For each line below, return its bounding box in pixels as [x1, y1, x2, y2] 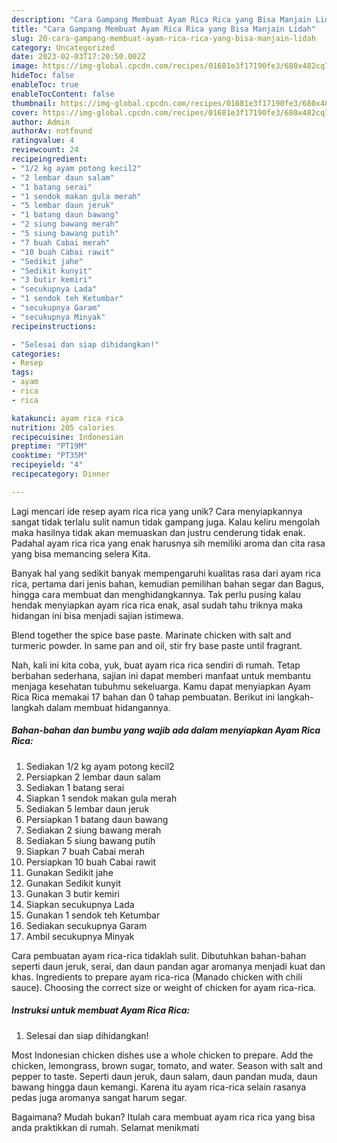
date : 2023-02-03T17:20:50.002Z [11, 52, 146, 62]
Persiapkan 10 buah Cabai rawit [25, 856, 157, 868]
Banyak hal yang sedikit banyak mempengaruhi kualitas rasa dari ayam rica [11, 567, 321, 579]
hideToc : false [11, 71, 75, 81]
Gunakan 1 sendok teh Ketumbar [25, 909, 161, 921]
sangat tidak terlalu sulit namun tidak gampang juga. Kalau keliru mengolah [11, 516, 321, 528]
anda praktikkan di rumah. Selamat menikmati [11, 1121, 200, 1133]
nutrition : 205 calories [11, 422, 115, 433]
